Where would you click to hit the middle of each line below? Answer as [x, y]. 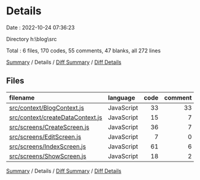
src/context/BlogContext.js [47, 107]
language [122, 98]
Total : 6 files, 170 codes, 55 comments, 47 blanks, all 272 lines [83, 50]
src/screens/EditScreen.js [45, 136]
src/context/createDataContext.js [56, 117]
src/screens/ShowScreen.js [48, 156]
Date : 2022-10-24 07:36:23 [40, 27]
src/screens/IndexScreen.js [48, 146]
